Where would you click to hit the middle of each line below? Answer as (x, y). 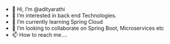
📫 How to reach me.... (39, 35)
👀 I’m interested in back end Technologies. (64, 15)
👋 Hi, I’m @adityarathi (38, 9)
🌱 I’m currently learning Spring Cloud (57, 22)
